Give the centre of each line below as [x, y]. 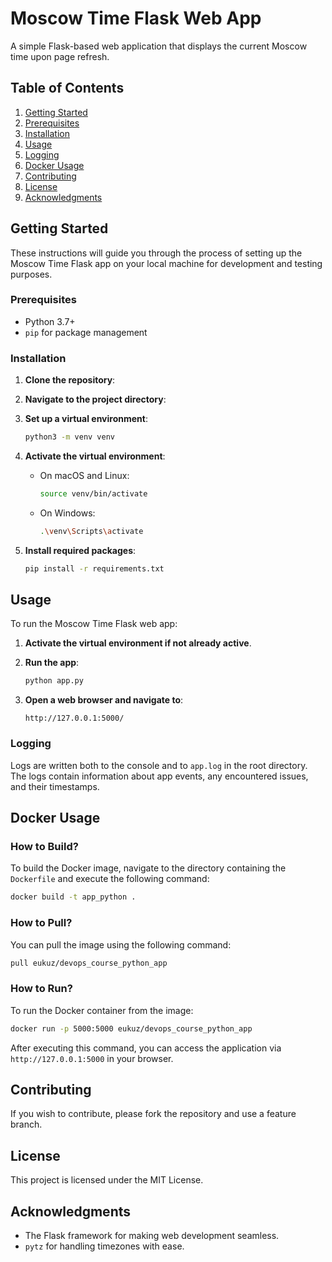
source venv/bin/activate [93, 494]
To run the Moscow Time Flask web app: [94, 624]
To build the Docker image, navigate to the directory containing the [148, 868]
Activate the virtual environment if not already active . [138, 643]
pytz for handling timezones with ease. [104, 1246]
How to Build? [44, 846]
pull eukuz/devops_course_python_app [89, 963]
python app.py [54, 681]
